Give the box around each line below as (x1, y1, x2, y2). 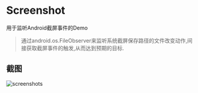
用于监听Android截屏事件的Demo (6, 24, 88, 31)
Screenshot (6, 4, 65, 17)
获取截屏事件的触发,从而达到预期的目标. (26, 44, 124, 52)
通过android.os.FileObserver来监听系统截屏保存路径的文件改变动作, (20, 37, 188, 44)
